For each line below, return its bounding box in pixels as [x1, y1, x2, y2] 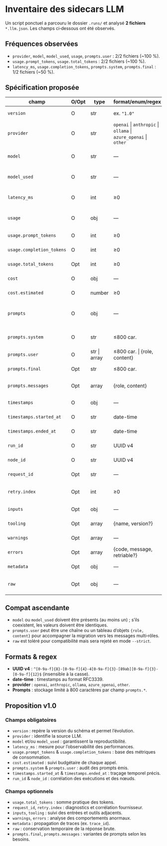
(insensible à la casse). [42, 671, 90, 677]
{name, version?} [113, 520, 153, 527]
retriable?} [113, 552, 138, 559]
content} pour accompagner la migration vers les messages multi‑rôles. [12, 633, 160, 639]
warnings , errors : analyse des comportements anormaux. [12, 815, 132, 821]
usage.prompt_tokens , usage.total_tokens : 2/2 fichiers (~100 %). [12, 58, 146, 64]
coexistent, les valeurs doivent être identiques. [12, 622, 108, 628]
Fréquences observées [5, 40, 79, 48]
